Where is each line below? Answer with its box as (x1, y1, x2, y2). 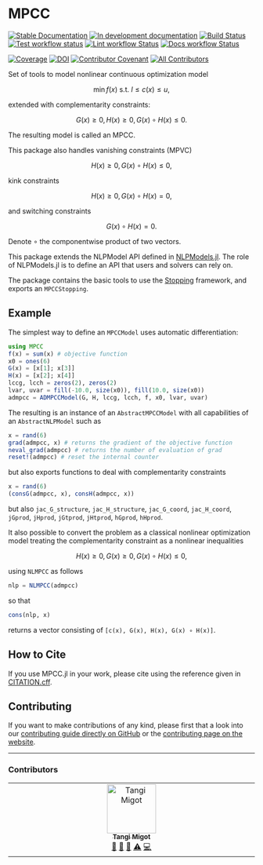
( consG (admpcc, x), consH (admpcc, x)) (8, 490, 135, 498)
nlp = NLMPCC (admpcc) (8, 582, 79, 589)
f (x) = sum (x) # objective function (8, 350, 128, 358)
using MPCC (8, 342, 44, 350)
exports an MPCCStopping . (8, 283, 88, 293)
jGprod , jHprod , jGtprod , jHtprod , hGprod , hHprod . (8, 513, 164, 522)
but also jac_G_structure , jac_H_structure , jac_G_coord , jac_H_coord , (8, 504, 232, 513)
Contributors (8, 765, 59, 776)
